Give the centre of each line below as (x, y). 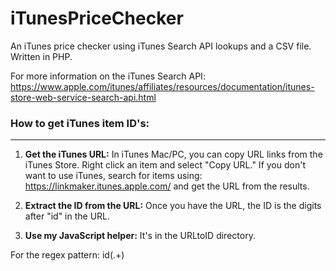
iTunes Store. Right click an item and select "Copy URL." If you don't (165, 165)
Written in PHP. (41, 56)
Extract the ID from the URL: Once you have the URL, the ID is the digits (173, 206)
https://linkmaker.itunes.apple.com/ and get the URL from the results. (167, 186)
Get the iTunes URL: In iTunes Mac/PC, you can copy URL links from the (173, 154)
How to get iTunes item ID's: (80, 123)
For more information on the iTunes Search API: (108, 76)
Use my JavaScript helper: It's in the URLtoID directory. (140, 236)
